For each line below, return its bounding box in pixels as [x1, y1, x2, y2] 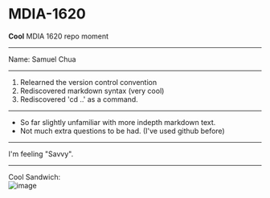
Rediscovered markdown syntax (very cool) [19, 86, 165, 95]
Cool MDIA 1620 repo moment [8, 31, 109, 41]
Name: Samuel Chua [8, 54, 76, 64]
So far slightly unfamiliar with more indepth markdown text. [19, 117, 216, 127]
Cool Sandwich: [8, 172, 61, 181]
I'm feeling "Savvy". [8, 149, 74, 159]
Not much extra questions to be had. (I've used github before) [19, 126, 225, 135]
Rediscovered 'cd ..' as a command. [19, 94, 138, 104]
